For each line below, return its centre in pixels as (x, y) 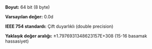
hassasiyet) (17, 41)
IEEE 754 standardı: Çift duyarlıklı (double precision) (59, 26)
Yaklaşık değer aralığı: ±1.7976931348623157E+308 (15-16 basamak (76, 36)
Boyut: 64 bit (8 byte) (27, 7)
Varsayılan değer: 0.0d (29, 17)
